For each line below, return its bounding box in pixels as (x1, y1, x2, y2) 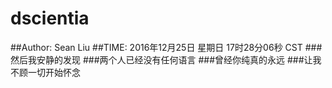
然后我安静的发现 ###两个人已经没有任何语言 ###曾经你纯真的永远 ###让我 (10, 53, 322, 66)
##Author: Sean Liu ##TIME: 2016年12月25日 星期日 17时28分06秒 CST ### (10, 41, 323, 53)
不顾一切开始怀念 (10, 66, 81, 78)
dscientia (10, 7, 90, 30)
